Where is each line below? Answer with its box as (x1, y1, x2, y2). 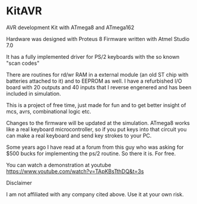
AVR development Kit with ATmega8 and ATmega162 (6, 24, 135, 31)
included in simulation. (6, 90, 61, 97)
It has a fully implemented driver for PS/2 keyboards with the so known (6, 53, 180, 60)
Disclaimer (6, 179, 33, 186)
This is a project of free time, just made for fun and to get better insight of (6, 101, 186, 108)
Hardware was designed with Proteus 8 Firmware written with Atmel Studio (6, 35, 190, 42)
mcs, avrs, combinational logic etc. (6, 108, 91, 115)
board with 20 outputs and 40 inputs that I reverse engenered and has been (6, 83, 192, 90)
